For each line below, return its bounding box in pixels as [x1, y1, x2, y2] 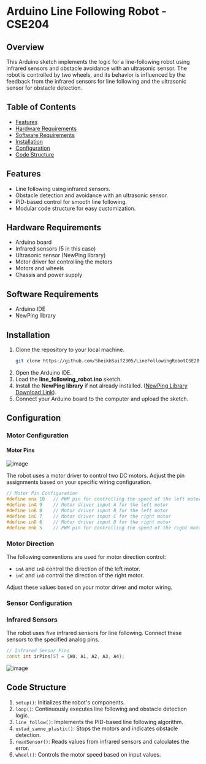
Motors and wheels [15, 265, 64, 272]
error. [15, 744, 29, 752]
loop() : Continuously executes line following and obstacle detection [15, 705, 187, 712]
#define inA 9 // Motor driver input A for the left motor [6, 502, 169, 508]
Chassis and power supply [15, 271, 83, 279]
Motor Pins [6, 446, 35, 454]
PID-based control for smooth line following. [15, 198, 128, 205]
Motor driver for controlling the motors [15, 258, 113, 265]
